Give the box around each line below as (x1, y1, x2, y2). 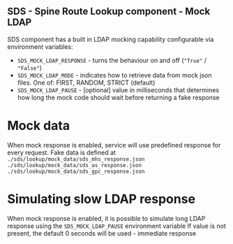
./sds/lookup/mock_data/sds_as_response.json (7, 162, 142, 168)
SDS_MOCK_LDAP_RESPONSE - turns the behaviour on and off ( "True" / (17, 56, 207, 64)
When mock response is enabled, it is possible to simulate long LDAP (7, 214, 206, 222)
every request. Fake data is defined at (7, 148, 116, 157)
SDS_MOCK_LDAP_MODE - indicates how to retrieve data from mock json (17, 71, 212, 79)
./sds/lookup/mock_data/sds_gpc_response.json (7, 168, 145, 175)
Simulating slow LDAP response (7, 191, 196, 207)
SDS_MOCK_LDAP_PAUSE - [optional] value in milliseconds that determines (17, 85, 220, 94)
